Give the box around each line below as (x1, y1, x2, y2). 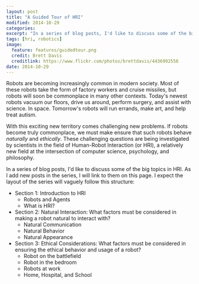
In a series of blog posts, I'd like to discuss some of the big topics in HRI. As (6, 166, 191, 173)
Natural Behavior (23, 227, 65, 234)
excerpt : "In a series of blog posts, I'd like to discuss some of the (6, 31, 187, 37)
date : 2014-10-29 (6, 63, 49, 70)
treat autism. (6, 111, 37, 118)
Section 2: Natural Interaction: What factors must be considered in (14, 208, 176, 216)
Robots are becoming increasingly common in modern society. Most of (6, 80, 179, 87)
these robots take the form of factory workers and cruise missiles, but (6, 86, 176, 93)
